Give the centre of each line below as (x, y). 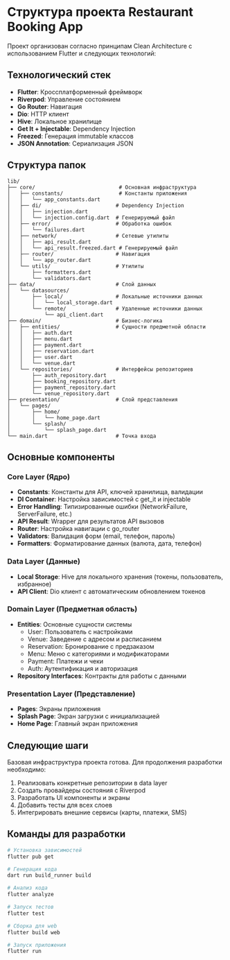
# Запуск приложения (37, 945)
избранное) (34, 584)
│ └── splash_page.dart (57, 430)
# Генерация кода (32, 869)
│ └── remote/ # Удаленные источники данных (105, 308)
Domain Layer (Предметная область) (72, 609)
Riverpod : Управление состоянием (69, 99)
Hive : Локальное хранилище (60, 121)
